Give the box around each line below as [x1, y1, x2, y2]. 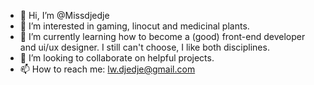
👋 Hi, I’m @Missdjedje [19, 10, 110, 21]
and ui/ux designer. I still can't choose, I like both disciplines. [19, 41, 270, 53]
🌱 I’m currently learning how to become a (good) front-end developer [19, 31, 306, 42]
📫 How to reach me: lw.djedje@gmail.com [19, 63, 196, 75]
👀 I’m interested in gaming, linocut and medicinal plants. [19, 20, 250, 32]
